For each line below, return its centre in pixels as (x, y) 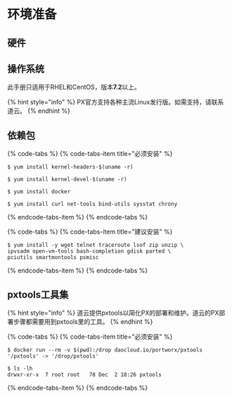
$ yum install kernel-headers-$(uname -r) (70, 167)
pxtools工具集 (38, 295)
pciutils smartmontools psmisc (53, 258)
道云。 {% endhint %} (39, 111)
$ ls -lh (20, 369)
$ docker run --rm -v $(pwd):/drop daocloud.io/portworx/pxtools (105, 350)
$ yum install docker (39, 192)
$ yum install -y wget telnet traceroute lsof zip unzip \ (96, 245)
